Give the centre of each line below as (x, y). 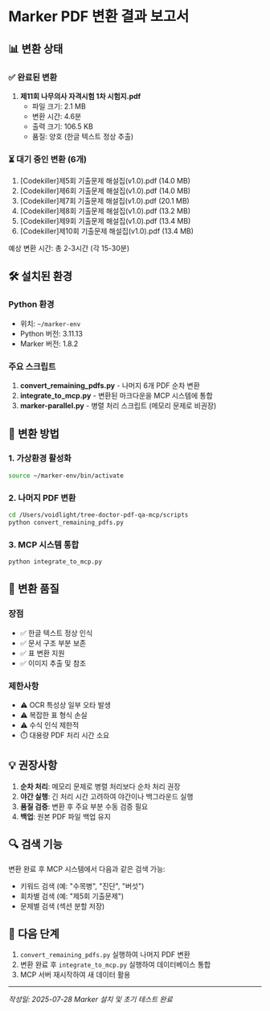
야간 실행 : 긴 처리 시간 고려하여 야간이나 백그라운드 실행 (106, 796)
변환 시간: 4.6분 (57, 116)
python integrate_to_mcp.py (55, 562)
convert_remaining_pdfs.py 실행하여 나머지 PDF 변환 (105, 955)
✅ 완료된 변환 (33, 77)
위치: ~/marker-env (50, 324)
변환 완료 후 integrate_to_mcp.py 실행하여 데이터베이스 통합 (115, 965)
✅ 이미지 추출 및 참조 (53, 663)
